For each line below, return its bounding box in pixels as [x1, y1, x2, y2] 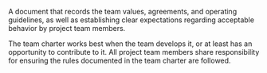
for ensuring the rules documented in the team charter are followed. [8, 56, 231, 65]
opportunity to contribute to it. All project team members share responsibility [8, 48, 260, 56]
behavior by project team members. [8, 24, 126, 33]
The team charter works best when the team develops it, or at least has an [8, 39, 253, 48]
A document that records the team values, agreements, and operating [8, 7, 238, 16]
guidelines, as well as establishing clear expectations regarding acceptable [8, 15, 255, 25]
